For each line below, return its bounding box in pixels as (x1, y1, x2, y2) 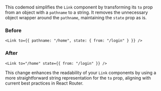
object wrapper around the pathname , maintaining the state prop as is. (5, 15, 147, 20)
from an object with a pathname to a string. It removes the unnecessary (5, 9, 148, 15)
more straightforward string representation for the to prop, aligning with (5, 75, 151, 81)
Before (5, 27, 22, 34)
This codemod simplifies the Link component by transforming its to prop (5, 4, 153, 10)
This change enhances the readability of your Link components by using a (5, 69, 157, 76)
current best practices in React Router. (5, 80, 84, 86)
